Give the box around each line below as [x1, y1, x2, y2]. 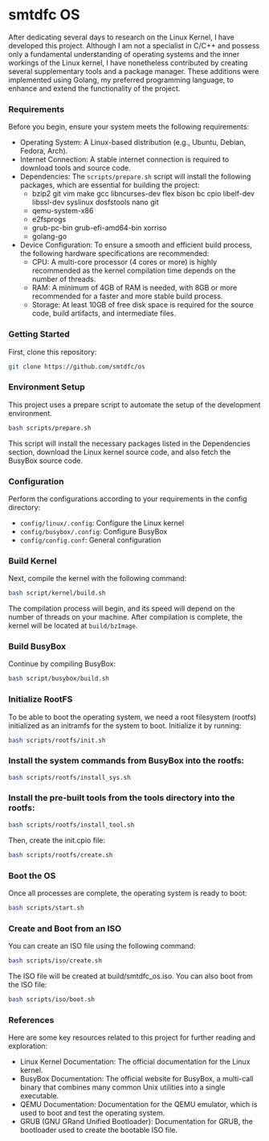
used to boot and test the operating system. [19, 1108, 165, 1118]
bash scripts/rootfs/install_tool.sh [8, 821, 135, 829]
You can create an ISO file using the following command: [8, 941, 196, 951]
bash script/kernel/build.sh [8, 589, 106, 597]
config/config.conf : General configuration [19, 535, 161, 545]
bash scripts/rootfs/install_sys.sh [8, 773, 131, 781]
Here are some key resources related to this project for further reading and [8, 1032, 255, 1043]
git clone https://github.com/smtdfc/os [8, 362, 146, 371]
